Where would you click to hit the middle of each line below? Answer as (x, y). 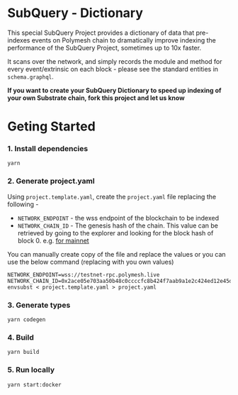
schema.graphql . (31, 77)
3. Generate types (39, 305)
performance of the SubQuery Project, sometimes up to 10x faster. (104, 48)
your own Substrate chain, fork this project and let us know (96, 98)
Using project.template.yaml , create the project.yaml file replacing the (112, 196)
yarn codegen (27, 320)
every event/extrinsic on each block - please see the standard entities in (113, 69)
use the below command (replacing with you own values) (91, 262)
